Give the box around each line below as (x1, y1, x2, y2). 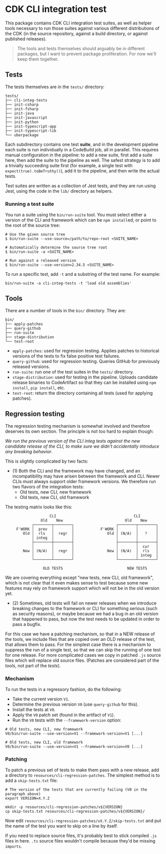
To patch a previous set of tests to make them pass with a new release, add (5, 767, 160, 773)
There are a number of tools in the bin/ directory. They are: (5, 307, 126, 313)
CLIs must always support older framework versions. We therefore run (12, 478, 156, 484)
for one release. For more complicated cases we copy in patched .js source (5, 652, 161, 658)
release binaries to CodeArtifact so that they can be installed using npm (12, 379, 157, 385)
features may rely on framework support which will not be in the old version (5, 585, 160, 591)
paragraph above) (5, 792, 41, 797)
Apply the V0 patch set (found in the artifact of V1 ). (12, 712, 115, 718)
